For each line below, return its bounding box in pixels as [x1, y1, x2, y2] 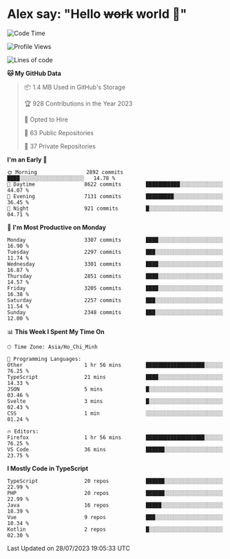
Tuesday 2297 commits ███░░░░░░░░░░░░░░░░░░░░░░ [7, 248, 224, 255]
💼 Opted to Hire [23, 115, 69, 124]
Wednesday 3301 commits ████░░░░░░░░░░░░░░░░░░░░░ [7, 260, 224, 268]
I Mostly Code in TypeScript [7, 464, 88, 472]
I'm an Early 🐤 [7, 155, 48, 164]
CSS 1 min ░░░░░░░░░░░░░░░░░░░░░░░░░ [7, 410, 224, 417]
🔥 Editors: [7, 428, 39, 435]
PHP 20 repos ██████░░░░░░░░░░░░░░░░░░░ [7, 489, 224, 496]
